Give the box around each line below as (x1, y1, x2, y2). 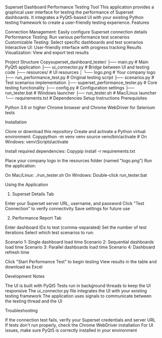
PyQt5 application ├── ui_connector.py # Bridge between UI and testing (5, 64, 149, 70)
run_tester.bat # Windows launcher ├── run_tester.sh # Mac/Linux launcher (5, 90, 157, 96)
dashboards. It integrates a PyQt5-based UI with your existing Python (5, 15, 144, 20)
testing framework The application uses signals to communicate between (5, 293, 152, 299)
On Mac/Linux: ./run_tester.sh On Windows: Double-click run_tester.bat (5, 172, 147, 178)
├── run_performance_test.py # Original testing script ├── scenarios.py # (5, 75, 154, 80)
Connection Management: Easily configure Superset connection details (5, 29, 147, 34)
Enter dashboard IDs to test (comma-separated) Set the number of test (5, 224, 147, 230)
